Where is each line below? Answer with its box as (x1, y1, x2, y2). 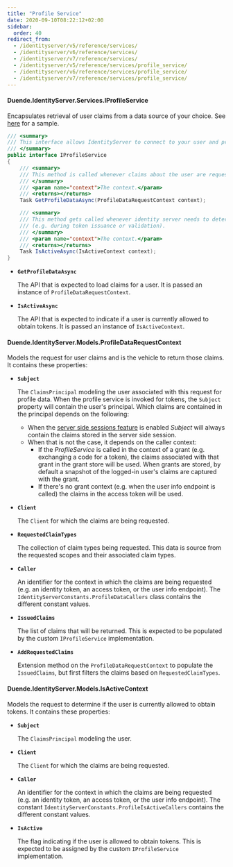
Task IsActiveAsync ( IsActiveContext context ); (19, 248, 157, 255)
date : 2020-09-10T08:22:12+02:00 (7, 17, 104, 24)
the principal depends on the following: (17, 410, 130, 419)
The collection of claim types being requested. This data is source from (17, 544, 222, 552)
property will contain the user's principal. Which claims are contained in (17, 403, 223, 411)
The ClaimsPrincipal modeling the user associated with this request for (17, 388, 222, 396)
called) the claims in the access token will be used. (37, 490, 184, 498)
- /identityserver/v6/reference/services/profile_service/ (13, 68, 188, 75)
